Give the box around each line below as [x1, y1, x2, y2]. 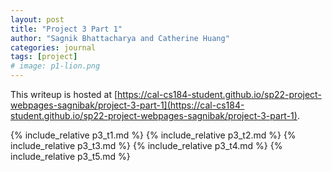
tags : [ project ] [10, 52, 78, 62]
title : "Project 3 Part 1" [10, 24, 123, 34]
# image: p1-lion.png [10, 61, 101, 71]
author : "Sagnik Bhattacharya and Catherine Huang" [10, 33, 230, 43]
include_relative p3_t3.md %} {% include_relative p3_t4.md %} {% [10, 140, 283, 151]
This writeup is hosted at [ [10, 89, 118, 100]
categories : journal [10, 42, 97, 53]
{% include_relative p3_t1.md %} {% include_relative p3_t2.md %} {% [10, 129, 297, 141]
